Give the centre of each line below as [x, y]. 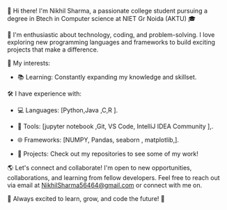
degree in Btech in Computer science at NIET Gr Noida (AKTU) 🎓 [102, 18]
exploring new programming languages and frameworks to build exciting [111, 42]
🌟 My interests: [29, 63]
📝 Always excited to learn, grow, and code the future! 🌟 [86, 198]
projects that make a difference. [53, 50]
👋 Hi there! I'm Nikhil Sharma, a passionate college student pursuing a [107, 11]
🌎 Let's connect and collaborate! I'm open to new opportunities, [100, 168]
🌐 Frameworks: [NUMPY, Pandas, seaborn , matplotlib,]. [98, 140]
